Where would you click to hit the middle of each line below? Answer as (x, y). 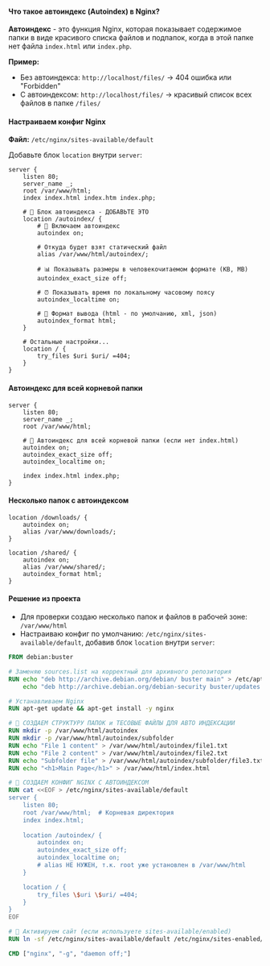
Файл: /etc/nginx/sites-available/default (81, 139)
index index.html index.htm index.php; (90, 198)
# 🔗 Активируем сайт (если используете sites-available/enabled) (120, 932)
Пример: (24, 62)
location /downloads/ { (48, 517)
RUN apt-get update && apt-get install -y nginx (91, 709)
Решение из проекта (45, 599)
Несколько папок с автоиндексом (69, 500)
